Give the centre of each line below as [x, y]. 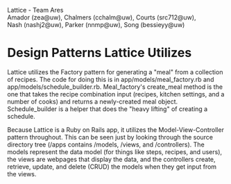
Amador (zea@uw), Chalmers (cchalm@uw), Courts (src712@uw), [102, 17]
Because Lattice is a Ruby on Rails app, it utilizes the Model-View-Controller [115, 129]
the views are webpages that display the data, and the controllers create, [112, 159]
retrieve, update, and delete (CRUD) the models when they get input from [112, 167]
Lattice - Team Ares [35, 10]
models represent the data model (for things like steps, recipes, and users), [115, 151]
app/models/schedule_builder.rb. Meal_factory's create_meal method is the [115, 87]
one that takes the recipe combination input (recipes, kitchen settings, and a [116, 94]
